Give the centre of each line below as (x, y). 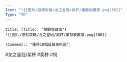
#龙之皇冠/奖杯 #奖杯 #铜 (31, 54)
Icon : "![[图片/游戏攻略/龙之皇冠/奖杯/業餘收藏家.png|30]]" (64, 10)
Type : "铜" (16, 15)
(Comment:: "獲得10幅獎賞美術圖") (38, 44)
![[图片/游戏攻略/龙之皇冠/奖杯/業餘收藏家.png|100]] (56, 35)
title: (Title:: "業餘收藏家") (36, 29)
